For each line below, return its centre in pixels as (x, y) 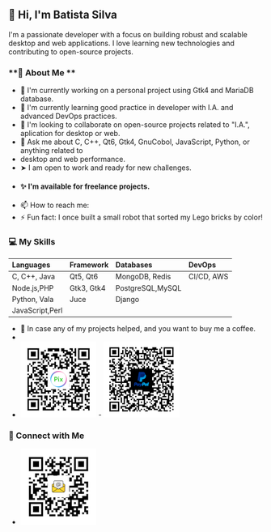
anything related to (51, 151)
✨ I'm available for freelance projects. (85, 186)
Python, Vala (33, 299)
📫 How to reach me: (55, 205)
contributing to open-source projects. (71, 51)
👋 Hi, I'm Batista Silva (63, 15)
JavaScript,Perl (37, 311)
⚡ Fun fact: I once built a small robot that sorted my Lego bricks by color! (141, 217)
